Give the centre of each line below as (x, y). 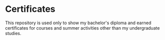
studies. (13, 33)
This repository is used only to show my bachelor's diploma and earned (78, 23)
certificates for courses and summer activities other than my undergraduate (82, 28)
